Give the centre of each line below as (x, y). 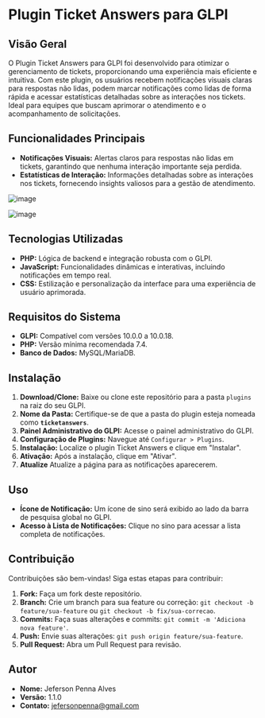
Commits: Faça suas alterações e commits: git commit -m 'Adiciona (132, 619)
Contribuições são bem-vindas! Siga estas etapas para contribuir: (116, 578)
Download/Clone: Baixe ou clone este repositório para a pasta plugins (135, 397)
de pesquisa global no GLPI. (65, 518)
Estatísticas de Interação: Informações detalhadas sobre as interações (136, 175)
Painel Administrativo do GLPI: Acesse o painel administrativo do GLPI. (136, 431)
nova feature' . (44, 627)
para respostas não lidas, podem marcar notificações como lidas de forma (130, 88)
